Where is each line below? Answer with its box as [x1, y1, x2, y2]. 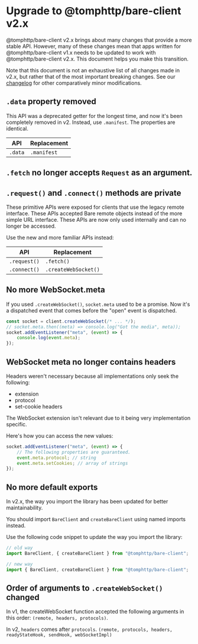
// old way [6, 545, 33, 551]
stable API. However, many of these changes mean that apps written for [6, 43, 181, 50]
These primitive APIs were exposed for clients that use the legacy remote [6, 203, 184, 211]
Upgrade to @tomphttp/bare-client [6, 4, 181, 18]
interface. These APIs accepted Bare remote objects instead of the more [6, 209, 183, 217]
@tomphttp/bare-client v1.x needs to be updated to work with [6, 49, 156, 56]
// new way [6, 561, 33, 567]
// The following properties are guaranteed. [17, 449, 131, 455]
